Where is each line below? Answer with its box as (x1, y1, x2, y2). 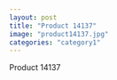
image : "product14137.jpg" (9, 29, 109, 38)
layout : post (9, 12, 58, 22)
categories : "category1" (9, 37, 101, 47)
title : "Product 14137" (9, 21, 97, 30)
